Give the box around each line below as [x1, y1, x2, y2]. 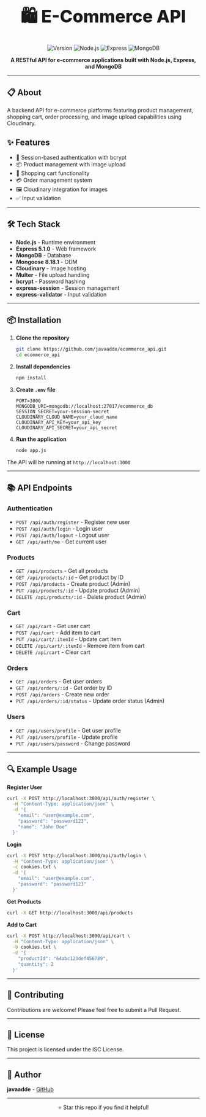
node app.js [15, 448, 46, 454]
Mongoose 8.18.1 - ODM [15, 258, 78, 265]
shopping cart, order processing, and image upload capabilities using [7, 113, 182, 120]
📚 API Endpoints [7, 483, 73, 493]
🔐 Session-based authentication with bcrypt [15, 154, 127, 161]
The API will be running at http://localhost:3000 [7, 458, 131, 465]
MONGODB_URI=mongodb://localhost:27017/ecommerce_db [15, 403, 153, 410]
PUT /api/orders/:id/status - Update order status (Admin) [15, 698, 165, 705]
